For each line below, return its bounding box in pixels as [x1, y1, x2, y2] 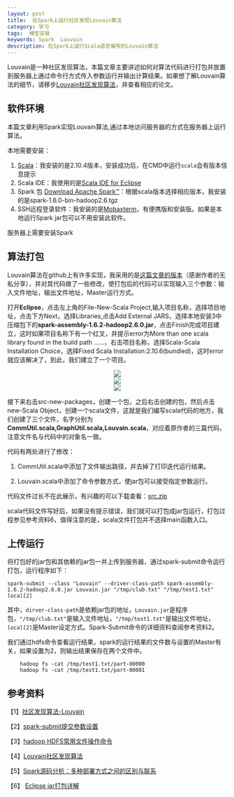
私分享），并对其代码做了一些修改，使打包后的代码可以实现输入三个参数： [7, 279, 219, 287]
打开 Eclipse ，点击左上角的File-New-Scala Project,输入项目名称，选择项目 [7, 303, 220, 311]
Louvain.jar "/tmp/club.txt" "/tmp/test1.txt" [75, 587, 214, 594]
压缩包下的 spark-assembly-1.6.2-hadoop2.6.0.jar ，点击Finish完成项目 [7, 320, 214, 329]
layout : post [7, 10, 45, 17]
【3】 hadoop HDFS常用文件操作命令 [7, 737, 113, 745]
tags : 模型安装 [7, 29, 50, 37]
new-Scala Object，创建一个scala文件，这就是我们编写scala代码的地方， [7, 406, 218, 415]
